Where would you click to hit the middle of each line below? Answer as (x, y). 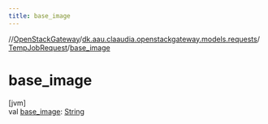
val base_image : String (47, 111)
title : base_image (39, 16)
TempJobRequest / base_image (60, 47)
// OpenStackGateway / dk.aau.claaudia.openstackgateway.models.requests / (134, 39)
